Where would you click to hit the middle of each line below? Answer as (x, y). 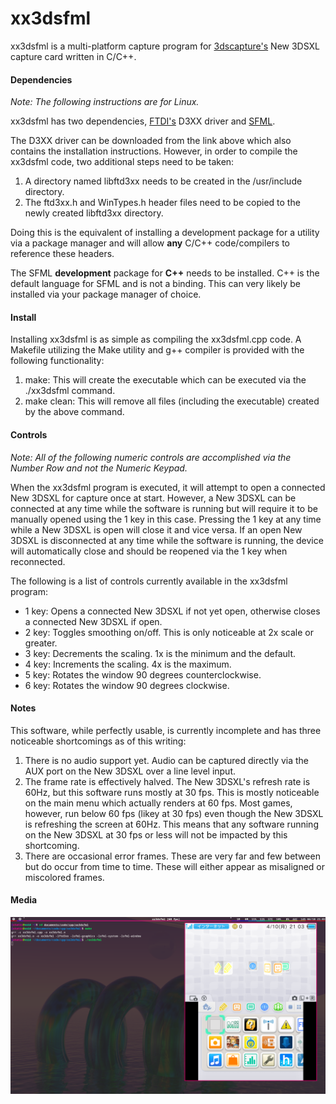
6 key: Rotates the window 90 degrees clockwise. (127, 685)
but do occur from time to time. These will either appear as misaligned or (174, 866)
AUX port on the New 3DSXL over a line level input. (130, 771)
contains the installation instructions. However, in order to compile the (154, 151)
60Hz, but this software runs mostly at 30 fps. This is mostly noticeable (172, 792)
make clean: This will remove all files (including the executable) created (172, 401)
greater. (41, 643)
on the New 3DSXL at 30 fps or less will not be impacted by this (156, 834)
